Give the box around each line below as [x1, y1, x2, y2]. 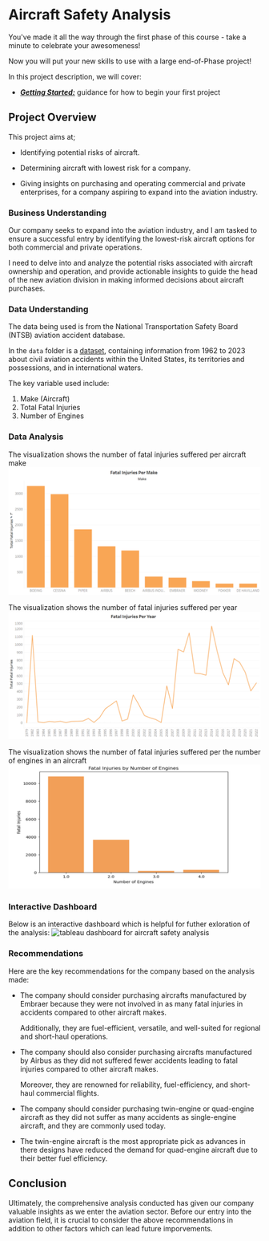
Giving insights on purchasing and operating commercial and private [19, 178, 246, 188]
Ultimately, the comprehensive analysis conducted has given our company [8, 1198, 255, 1207]
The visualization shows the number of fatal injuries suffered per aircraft [8, 450, 247, 459]
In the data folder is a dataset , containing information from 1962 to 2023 [8, 346, 246, 356]
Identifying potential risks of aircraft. [19, 147, 140, 157]
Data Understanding [8, 303, 89, 315]
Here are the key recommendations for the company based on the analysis [8, 966, 255, 976]
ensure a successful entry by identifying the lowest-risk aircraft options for [8, 234, 255, 244]
